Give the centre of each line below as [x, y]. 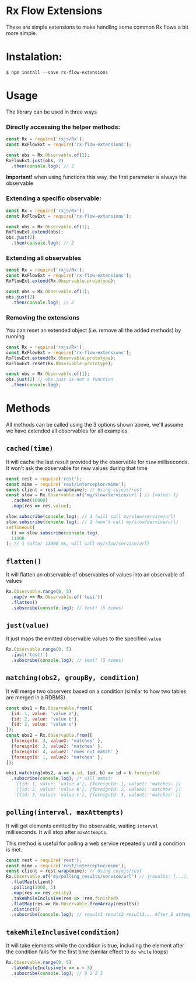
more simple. [22, 33]
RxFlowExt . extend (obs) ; [35, 232]
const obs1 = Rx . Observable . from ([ [49, 708]
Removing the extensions [43, 317]
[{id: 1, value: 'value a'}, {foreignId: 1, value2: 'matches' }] [99, 784]
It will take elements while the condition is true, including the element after [95, 946]
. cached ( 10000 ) [30, 501]
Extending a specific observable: [54, 198]
